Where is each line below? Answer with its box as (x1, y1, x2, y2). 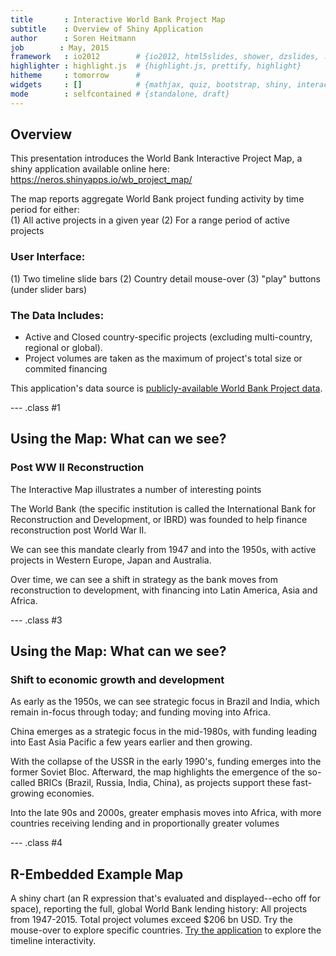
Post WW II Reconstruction (10, 461, 145, 475)
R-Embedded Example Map (10, 866, 184, 883)
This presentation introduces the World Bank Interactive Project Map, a (10, 152, 303, 165)
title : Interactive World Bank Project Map (10, 14, 226, 25)
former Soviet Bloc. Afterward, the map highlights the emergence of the (10, 766, 306, 778)
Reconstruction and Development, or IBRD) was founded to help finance (10, 513, 308, 525)
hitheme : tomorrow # (10, 71, 141, 81)
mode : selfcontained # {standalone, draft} (10, 89, 230, 99)
